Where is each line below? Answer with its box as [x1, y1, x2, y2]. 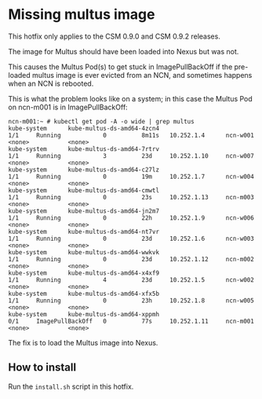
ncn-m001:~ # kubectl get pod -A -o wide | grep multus [8, 117, 195, 125]
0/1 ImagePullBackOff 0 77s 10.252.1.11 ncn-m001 [8, 317, 255, 325]
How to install [8, 360, 77, 375]
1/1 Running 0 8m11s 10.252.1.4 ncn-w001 [8, 131, 255, 139]
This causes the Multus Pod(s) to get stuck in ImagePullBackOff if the [8, 61, 233, 72]
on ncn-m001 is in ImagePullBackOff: [8, 102, 128, 112]
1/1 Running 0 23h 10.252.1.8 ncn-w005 [8, 297, 255, 305]
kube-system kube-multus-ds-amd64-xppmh [8, 310, 159, 318]
